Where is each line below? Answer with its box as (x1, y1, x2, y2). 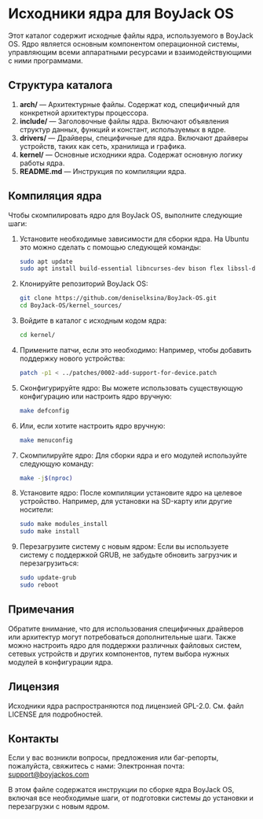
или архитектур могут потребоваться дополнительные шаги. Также (8, 632, 237, 642)
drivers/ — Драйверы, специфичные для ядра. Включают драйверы (19, 133, 249, 143)
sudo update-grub (19, 574, 77, 582)
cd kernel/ (19, 332, 56, 339)
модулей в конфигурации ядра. (8, 657, 114, 666)
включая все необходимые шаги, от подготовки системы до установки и (8, 793, 254, 803)
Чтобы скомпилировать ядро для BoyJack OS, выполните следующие (8, 210, 243, 220)
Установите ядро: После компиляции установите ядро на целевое (19, 488, 243, 498)
